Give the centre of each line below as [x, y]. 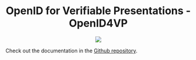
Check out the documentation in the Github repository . [72, 51]
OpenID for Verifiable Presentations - [98, 11]
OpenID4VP [98, 23]
